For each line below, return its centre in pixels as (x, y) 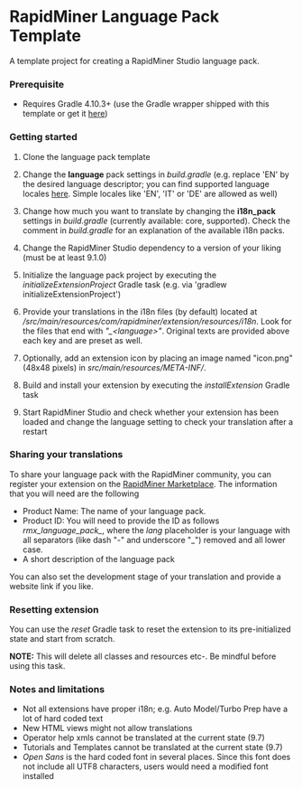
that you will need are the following (74, 493)
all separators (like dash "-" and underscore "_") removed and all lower (154, 540)
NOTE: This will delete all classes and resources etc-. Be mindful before (143, 656)
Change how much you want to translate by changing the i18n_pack (149, 211)
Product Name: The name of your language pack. (114, 511)
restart (35, 431)
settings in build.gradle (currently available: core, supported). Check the (156, 221)
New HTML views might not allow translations (107, 728)
